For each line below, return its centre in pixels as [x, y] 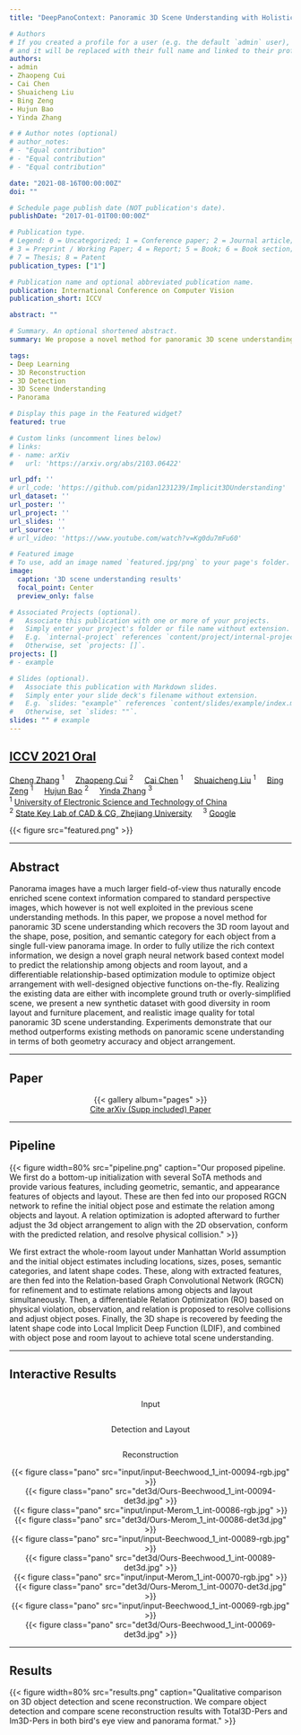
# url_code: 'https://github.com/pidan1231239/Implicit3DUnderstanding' [148, 488]
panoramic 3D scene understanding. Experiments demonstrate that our [141, 1022]
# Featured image [42, 554]
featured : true [38, 422]
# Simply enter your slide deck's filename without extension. [133, 695]
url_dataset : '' [39, 496]
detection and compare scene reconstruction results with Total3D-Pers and [149, 1712]
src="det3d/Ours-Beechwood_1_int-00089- [195, 1558]
